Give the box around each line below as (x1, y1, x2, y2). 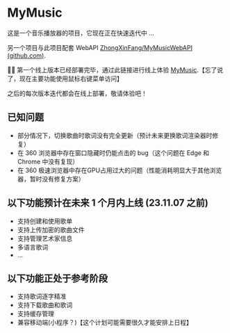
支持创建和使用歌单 (17, 217, 73, 225)
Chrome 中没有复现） (17, 157, 79, 165)
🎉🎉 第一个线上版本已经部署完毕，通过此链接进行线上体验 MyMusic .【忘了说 (7, 65, 224, 74)
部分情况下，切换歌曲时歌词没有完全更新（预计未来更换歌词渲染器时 (17, 131, 213, 140)
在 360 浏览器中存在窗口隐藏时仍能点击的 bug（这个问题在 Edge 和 (17, 148, 210, 157)
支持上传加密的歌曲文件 (17, 225, 85, 234)
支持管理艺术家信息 (17, 234, 73, 243)
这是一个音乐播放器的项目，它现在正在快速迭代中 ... (7, 29, 155, 37)
